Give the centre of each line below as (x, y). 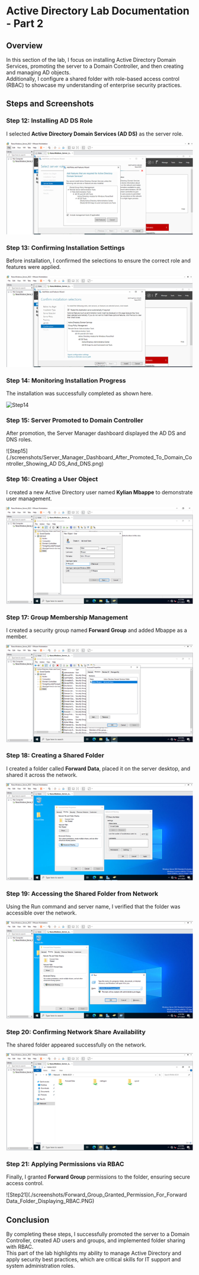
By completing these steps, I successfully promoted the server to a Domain (98, 1234)
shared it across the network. (42, 775)
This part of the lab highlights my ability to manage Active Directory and (94, 1253)
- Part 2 (25, 24)
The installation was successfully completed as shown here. (79, 393)
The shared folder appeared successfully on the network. (76, 1045)
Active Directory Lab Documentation (98, 11)
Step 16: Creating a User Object (52, 479)
